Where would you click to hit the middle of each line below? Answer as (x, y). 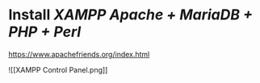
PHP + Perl (45, 32)
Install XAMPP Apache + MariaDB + (130, 15)
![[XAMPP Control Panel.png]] (58, 69)
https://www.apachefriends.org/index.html (79, 54)
